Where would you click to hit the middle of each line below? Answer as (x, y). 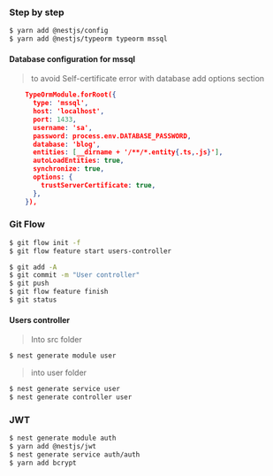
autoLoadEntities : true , (78, 161)
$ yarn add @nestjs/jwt (53, 446)
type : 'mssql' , (61, 104)
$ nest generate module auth (63, 438)
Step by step (37, 12)
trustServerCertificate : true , (99, 185)
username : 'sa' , (62, 127)
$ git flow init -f (45, 242)
